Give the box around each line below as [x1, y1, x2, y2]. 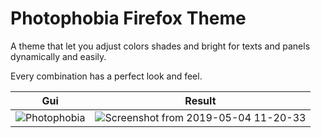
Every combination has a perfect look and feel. [10, 70, 203, 82]
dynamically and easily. [10, 50, 107, 62]
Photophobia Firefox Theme [10, 7, 247, 30]
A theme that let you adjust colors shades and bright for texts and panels [10, 40, 311, 52]
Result [184, 93, 217, 107]
